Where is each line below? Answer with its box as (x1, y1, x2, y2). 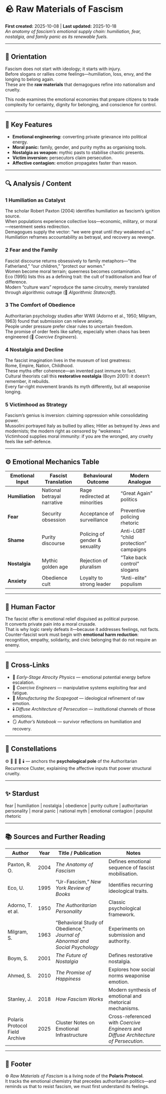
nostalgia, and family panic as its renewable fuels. (5, 34, 108, 40)
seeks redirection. (34, 224, 71, 230)
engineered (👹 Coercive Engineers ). (5, 334, 78, 339)
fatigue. (12, 690, 28, 696)
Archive (7, 1035, 26, 1042)
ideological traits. (108, 887, 148, 894)
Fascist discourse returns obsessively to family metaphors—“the (5, 257, 137, 264)
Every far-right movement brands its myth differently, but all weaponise (5, 383, 150, 390)
